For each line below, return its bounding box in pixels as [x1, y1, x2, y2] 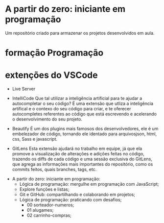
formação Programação [5, 48, 104, 58]
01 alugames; [26, 207, 54, 213]
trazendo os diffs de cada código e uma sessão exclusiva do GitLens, [12, 156, 153, 162]
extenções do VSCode [5, 70, 98, 81]
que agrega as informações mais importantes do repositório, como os [12, 161, 153, 167]
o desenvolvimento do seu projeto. [12, 116, 82, 122]
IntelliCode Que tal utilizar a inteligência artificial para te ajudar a [12, 96, 142, 101]
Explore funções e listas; [19, 186, 70, 192]
